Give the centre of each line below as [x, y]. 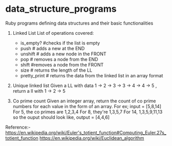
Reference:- [18, 127]
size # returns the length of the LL [56, 70]
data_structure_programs [61, 9]
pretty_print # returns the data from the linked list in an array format [92, 75]
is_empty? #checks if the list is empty [60, 43]
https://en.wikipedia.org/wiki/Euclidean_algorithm [92, 138]
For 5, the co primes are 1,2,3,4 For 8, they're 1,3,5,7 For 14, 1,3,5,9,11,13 [88, 112]
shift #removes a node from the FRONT [62, 65]
